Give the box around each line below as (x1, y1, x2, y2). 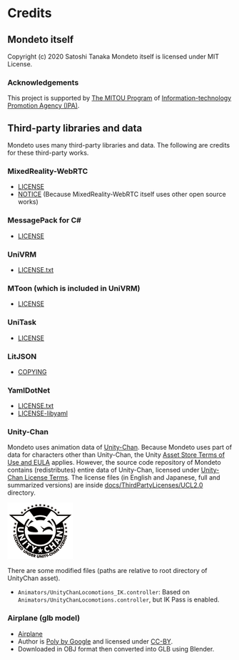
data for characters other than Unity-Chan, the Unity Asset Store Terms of (7, 450, 225, 459)
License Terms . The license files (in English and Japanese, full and (24, 473, 220, 482)
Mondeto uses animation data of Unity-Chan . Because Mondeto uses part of (7, 443, 233, 452)
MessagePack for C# (7, 215, 82, 225)
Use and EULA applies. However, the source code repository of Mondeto (7, 458, 221, 467)
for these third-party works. (7, 148, 89, 158)
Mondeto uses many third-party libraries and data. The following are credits (7, 141, 230, 150)
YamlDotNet (7, 385, 51, 395)
